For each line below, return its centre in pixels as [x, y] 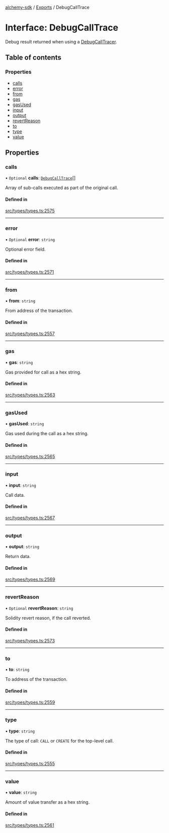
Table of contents [33, 58]
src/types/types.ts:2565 [30, 456]
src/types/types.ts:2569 [30, 579]
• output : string [22, 547]
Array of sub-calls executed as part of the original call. [62, 188]
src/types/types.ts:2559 [30, 702]
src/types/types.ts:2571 [30, 272]
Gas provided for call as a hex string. [43, 372]
